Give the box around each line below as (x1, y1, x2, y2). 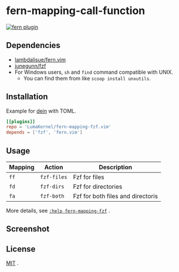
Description (99, 163, 133, 171)
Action (44, 163, 63, 171)
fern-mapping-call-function (6, 4, 146, 18)
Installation (6, 92, 48, 102)
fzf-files (40, 174, 67, 180)
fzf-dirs (40, 183, 65, 190)
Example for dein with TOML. (6, 107, 76, 114)
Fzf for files (73, 173, 104, 181)
